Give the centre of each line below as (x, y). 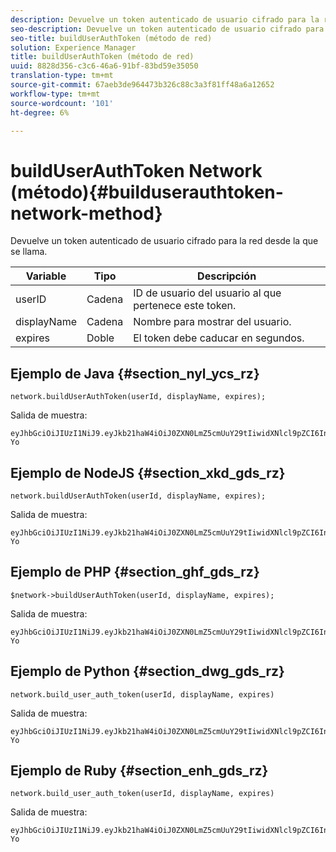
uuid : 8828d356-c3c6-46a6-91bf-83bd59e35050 (104, 66)
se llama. (29, 252)
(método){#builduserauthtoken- (147, 192)
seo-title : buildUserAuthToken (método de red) (111, 38)
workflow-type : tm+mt (55, 94)
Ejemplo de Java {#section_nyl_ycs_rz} (135, 373)
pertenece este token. (185, 306)
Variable (46, 276)
